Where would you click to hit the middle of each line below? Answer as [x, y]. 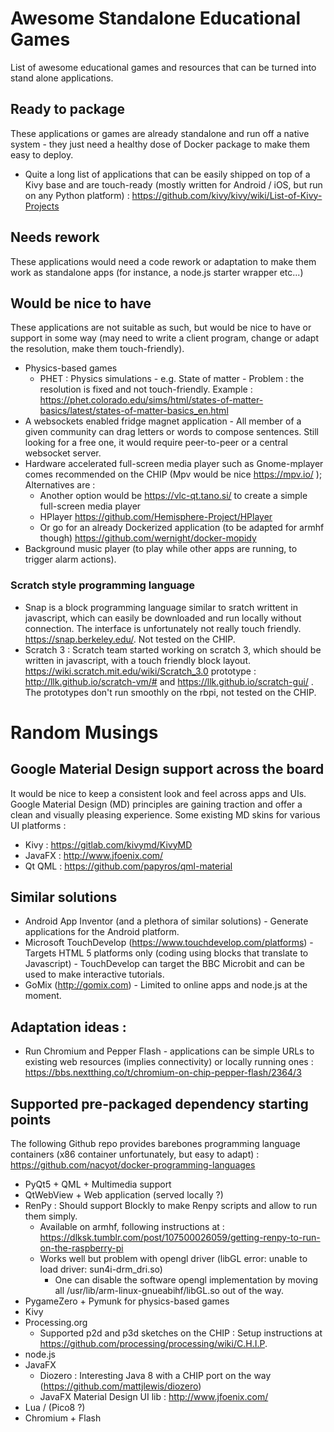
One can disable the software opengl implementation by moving [186, 1280]
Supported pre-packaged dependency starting [159, 1103]
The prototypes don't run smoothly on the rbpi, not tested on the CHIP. [170, 692]
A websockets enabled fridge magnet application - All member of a [163, 421]
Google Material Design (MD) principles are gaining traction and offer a [156, 804]
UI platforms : [38, 825]
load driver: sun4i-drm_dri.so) [101, 1269]
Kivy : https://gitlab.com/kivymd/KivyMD [108, 844]
